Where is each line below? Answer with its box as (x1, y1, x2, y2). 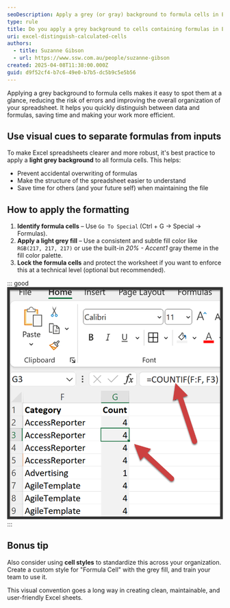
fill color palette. (16, 251, 63, 260)
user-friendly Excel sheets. (7, 593, 84, 601)
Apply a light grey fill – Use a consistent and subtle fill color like (16, 237, 198, 245)
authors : (7, 40, 32, 47)
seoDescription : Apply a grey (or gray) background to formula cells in (7, 11, 219, 18)
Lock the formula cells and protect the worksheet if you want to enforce (16, 258, 222, 267)
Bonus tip (7, 540, 49, 552)
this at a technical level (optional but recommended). (16, 266, 166, 274)
